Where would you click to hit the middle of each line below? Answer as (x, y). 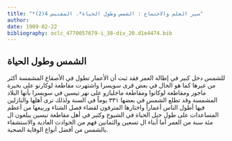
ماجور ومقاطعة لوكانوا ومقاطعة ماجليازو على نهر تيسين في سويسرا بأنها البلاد (107, 93)
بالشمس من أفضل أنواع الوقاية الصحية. (58, 130)
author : (18, 20)
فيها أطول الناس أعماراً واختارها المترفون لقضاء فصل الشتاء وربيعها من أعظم (106, 108)
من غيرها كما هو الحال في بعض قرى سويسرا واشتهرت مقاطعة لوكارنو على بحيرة (111, 85)
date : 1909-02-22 (32, 26)
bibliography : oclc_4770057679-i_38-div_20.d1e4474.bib (90, 33)
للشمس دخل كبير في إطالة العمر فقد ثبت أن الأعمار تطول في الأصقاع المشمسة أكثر (116, 78)
